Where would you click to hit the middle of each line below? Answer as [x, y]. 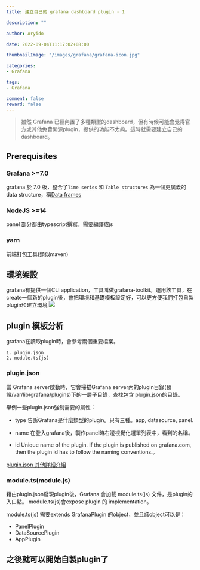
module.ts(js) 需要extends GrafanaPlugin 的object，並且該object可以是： [96, 514]
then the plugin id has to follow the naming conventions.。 [86, 452]
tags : [13, 82]
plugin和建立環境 [27, 305]
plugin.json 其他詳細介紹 [36, 465]
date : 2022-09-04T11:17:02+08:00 [48, 44]
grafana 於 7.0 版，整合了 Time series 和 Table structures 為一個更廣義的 [96, 187]
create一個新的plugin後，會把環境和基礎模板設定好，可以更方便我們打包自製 [100, 298]
